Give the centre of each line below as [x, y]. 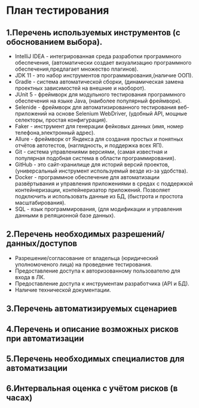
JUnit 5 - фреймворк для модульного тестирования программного [100, 94]
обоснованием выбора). [54, 42]
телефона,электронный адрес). [55, 133]
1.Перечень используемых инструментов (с [93, 33]
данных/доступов [42, 244]
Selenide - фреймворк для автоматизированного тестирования [95, 107]
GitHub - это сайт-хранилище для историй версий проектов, [92, 164]
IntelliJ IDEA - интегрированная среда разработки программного [98, 56]
